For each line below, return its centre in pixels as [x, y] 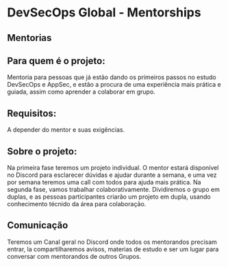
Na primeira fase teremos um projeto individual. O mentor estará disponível [113, 168]
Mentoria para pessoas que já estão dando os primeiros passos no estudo [112, 77]
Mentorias [29, 38]
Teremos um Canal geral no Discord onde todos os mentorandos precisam [112, 242]
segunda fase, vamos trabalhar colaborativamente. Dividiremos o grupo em [114, 190]
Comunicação [38, 226]
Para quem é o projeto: [56, 60]
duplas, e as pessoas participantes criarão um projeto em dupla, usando [109, 197]
